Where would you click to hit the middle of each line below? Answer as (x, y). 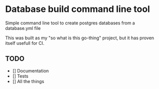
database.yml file (23, 28)
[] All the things (28, 81)
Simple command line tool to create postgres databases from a (70, 23)
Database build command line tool (78, 9)
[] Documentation (31, 71)
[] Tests (20, 76)
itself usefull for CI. (25, 43)
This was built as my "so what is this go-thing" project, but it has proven (80, 38)
